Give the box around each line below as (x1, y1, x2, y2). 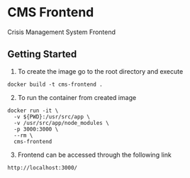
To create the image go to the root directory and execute (17, 67, 184, 75)
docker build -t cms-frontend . (7, 81, 103, 88)
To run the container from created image (17, 93, 137, 101)
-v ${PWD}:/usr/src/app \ (13, 113, 91, 121)
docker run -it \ (7, 107, 59, 114)
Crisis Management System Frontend (7, 28, 116, 36)
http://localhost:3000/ (7, 164, 78, 171)
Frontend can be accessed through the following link (17, 150, 172, 159)
